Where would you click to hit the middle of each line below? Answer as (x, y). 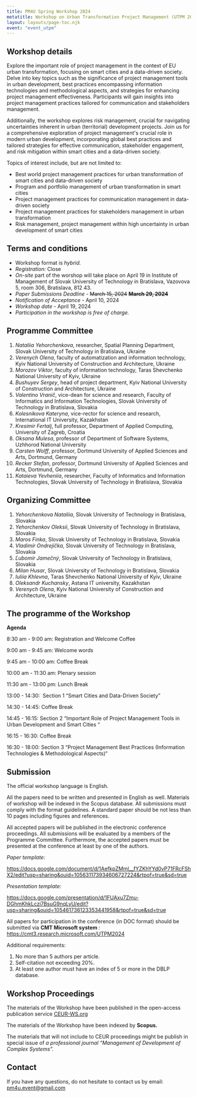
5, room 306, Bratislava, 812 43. (53, 287)
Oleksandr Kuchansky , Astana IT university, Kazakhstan (83, 582)
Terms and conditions (47, 248)
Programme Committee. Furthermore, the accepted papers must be (88, 840)
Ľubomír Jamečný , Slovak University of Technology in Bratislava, (93, 558)
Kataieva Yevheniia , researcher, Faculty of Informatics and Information (100, 475)
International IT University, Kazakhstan (62, 420)
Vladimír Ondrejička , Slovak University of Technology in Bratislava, (95, 546)
